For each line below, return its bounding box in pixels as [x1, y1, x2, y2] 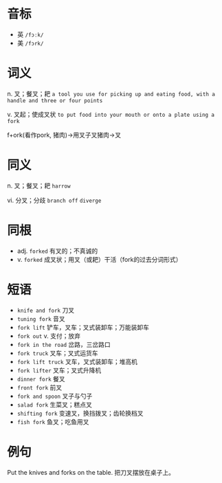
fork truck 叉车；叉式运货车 [16, 348, 98, 357]
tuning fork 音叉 [16, 314, 65, 323]
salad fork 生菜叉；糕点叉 [16, 400, 93, 409]
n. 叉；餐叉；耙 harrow [7, 181, 71, 190]
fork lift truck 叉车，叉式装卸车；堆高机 [16, 357, 138, 366]
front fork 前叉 [16, 383, 63, 392]
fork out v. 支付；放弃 [16, 331, 81, 340]
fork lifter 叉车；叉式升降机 [16, 366, 102, 374]
